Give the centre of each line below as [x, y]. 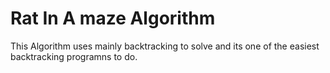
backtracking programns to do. [74, 56]
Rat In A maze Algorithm [113, 18]
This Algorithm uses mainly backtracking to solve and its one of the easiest [165, 46]
